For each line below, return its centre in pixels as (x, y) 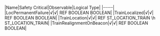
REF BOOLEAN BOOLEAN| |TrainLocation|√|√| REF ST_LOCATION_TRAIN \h (80, 18)
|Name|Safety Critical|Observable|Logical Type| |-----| (60, 8)
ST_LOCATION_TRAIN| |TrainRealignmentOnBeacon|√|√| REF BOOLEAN (76, 23)
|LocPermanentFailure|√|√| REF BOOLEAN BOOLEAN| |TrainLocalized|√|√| (79, 13)
